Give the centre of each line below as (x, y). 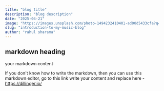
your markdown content (29, 63)
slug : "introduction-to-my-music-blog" (46, 28)
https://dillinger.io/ (23, 83)
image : (12, 23)
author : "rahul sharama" (30, 32)
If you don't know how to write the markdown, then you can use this (73, 73)
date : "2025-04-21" (25, 18)
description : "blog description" (39, 14)
